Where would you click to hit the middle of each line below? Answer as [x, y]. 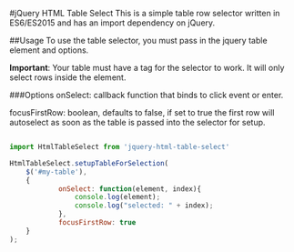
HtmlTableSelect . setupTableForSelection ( [89, 163]
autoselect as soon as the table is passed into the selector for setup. [137, 122]
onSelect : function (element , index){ [130, 189]
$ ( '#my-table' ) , [57, 172]
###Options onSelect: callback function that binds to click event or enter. [147, 95]
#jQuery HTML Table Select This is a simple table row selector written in [145, 13]
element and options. [49, 50]
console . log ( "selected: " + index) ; [144, 206]
